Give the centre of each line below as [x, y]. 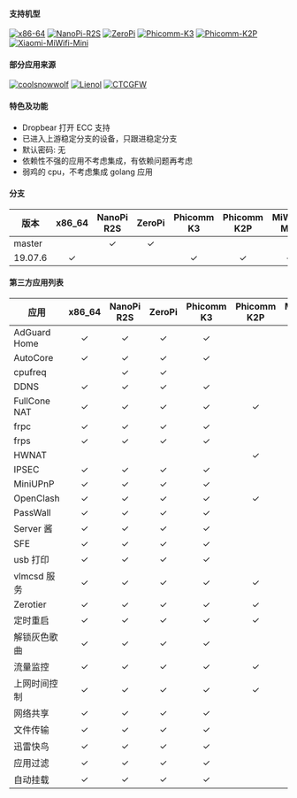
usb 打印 [32, 560]
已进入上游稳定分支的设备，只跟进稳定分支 [99, 138]
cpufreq [30, 372]
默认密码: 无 [44, 150]
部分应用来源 [32, 64]
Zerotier [30, 604]
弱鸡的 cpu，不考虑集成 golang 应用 [87, 172]
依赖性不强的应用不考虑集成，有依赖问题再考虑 [107, 160]
